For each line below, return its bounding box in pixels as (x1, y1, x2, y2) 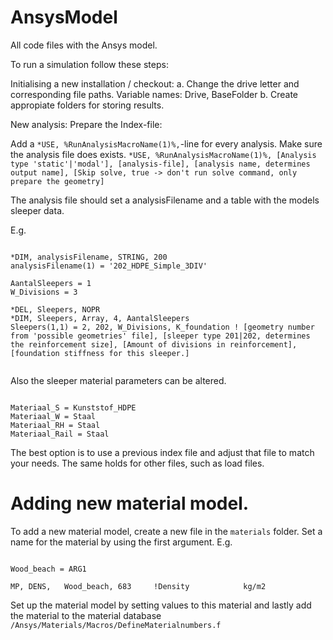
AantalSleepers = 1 (10, 278, 92, 288)
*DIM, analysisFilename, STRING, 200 (10, 252, 168, 262)
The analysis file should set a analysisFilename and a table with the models (10, 194, 320, 206)
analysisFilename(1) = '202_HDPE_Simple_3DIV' (10, 261, 208, 271)
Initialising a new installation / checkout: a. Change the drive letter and (10, 77, 300, 90)
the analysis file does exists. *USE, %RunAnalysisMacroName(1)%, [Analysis (10, 148, 317, 160)
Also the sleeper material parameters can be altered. (10, 374, 227, 386)
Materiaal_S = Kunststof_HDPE (10, 402, 137, 413)
